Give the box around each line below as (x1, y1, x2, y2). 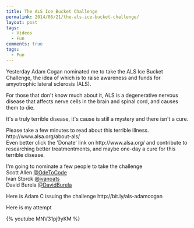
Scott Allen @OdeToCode (6, 169, 67, 176)
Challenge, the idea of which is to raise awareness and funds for (6, 74, 161, 81)
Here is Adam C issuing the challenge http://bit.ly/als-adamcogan (6, 192, 163, 199)
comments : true (6, 41, 43, 47)
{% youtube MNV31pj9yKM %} (6, 215, 80, 222)
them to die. (6, 104, 35, 111)
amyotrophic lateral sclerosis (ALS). (6, 80, 91, 87)
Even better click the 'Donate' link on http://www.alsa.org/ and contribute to (6, 139, 188, 146)
